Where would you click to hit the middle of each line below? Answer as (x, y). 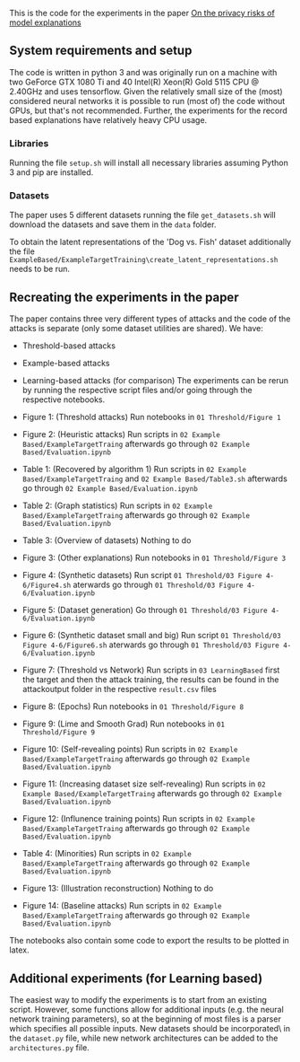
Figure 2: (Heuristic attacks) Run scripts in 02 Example (121, 434)
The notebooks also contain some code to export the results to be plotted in (149, 941)
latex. (19, 950)
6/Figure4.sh (47, 586)
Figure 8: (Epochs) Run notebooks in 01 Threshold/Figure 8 (133, 707)
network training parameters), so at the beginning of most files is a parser (146, 1019)
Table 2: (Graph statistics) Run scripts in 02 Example (117, 505)
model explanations (46, 22)
